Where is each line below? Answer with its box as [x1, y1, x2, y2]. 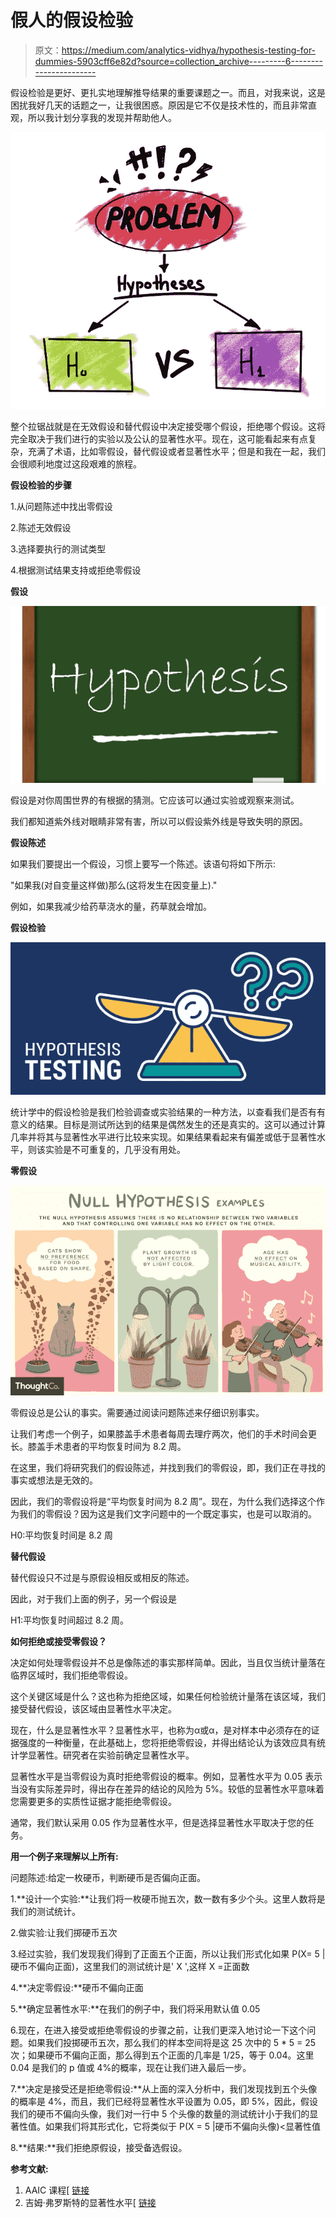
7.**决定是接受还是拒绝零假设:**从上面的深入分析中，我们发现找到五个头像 [10, 2083, 318, 2095]
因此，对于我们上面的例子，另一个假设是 [10, 1593, 177, 1605]
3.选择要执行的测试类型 [10, 543, 107, 555]
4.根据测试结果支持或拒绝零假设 [10, 564, 142, 576]
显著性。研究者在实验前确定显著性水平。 [27, 1749, 195, 1761]
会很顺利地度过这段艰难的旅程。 [10, 458, 142, 470]
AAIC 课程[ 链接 [24, 2184, 90, 2196]
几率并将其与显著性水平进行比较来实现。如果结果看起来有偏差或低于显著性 [10, 1131, 317, 1143]
